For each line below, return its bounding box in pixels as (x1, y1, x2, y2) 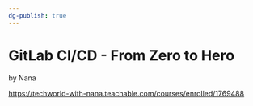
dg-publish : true (8, 11, 67, 20)
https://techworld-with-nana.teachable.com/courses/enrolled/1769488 (8, 88, 245, 98)
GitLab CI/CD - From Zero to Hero (8, 46, 235, 64)
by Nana (8, 73, 36, 83)
